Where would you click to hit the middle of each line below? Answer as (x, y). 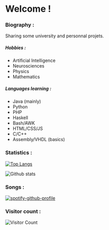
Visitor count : (23, 211)
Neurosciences (28, 66)
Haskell (20, 118)
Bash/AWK (24, 123)
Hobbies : (16, 48)
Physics (21, 72)
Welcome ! (28, 9)
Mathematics (26, 77)
